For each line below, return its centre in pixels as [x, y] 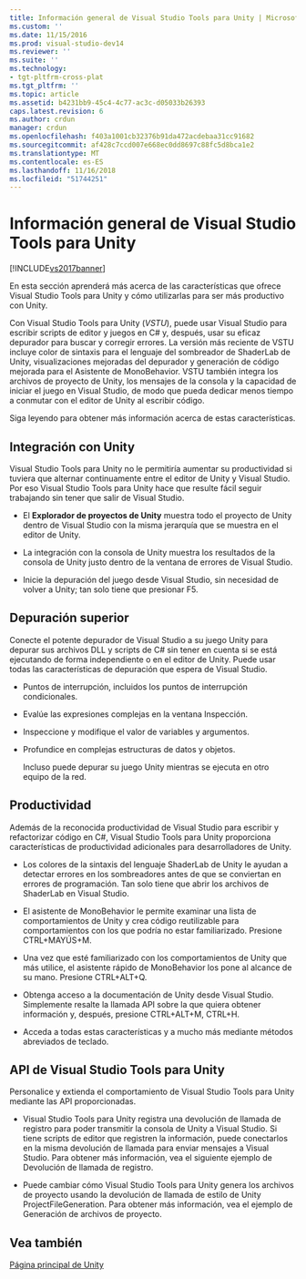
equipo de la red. [54, 776]
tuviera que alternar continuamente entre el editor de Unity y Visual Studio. [150, 478]
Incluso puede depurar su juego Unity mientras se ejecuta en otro [146, 767]
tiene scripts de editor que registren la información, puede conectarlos [155, 1139]
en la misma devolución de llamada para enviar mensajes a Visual [146, 1148]
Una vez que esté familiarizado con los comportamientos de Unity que [154, 957]
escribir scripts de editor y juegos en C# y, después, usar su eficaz [135, 333]
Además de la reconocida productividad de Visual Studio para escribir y [144, 827]
